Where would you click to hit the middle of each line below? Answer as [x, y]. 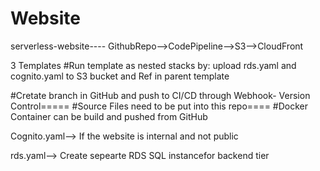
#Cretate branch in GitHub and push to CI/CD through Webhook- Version [160, 95]
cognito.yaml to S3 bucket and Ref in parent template [120, 76]
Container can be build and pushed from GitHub [109, 116]
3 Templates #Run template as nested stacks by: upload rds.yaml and [153, 65]
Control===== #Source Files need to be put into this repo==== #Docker [159, 106]
